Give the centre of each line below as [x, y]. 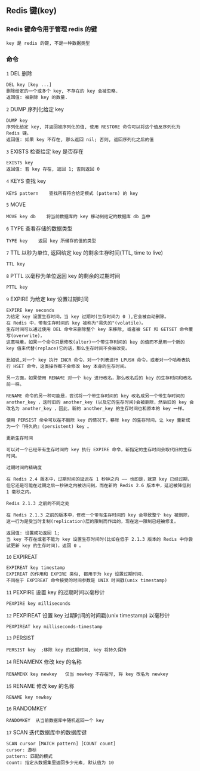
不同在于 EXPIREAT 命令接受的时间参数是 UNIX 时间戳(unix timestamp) [87, 580]
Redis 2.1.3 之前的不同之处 [38, 503]
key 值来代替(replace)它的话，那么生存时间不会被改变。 [68, 348]
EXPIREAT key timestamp [36, 567]
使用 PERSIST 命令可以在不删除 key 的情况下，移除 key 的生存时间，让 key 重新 [96, 420]
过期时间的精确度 [24, 467]
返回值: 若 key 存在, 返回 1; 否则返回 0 [53, 169]
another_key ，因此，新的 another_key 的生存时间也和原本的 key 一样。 [104, 408]
